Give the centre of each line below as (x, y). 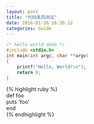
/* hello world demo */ (36, 45)
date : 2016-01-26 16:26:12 (40, 23)
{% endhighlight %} (30, 114)
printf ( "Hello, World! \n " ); (51, 67)
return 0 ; (29, 72)
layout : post (22, 12)
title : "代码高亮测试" (32, 17)
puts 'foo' (18, 102)
